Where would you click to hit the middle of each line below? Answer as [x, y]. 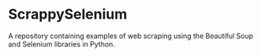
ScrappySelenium [68, 14]
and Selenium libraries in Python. [62, 44]
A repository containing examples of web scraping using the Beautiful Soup [131, 36]
